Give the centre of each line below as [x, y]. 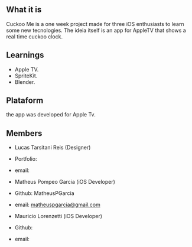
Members [24, 133]
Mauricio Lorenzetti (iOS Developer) [58, 216]
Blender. [25, 82]
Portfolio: [26, 159]
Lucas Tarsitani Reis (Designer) [53, 148]
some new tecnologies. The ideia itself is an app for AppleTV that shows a [96, 30]
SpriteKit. [26, 76]
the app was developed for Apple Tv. [51, 115]
